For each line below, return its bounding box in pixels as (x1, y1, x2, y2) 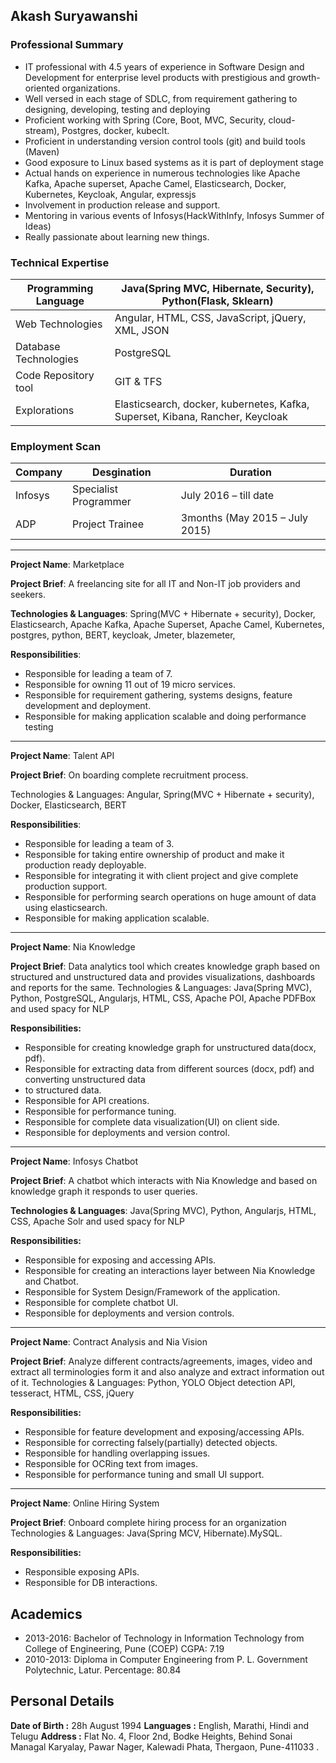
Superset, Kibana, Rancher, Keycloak (114, 409, 288, 423)
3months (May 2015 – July (180, 511, 309, 525)
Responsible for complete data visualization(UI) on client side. (24, 1116, 280, 1128)
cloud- (268, 114, 296, 126)
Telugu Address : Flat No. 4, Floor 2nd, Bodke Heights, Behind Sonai (10, 1730, 293, 1742)
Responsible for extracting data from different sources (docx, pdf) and (24, 1063, 315, 1075)
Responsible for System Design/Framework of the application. (24, 1286, 281, 1298)
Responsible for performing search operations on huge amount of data (24, 891, 317, 903)
